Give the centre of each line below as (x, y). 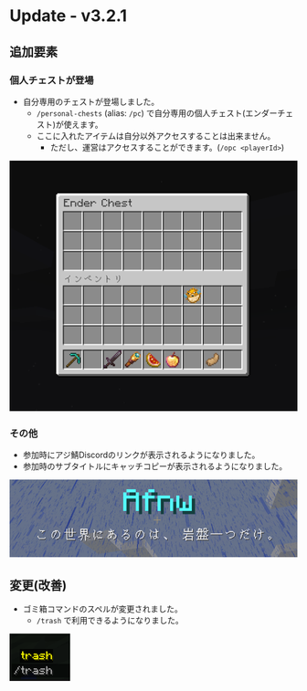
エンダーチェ (270, 113)
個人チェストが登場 (52, 80)
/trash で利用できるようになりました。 (110, 621)
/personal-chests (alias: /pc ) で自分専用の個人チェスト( (141, 113)
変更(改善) (38, 585)
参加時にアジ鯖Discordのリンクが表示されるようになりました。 (141, 455)
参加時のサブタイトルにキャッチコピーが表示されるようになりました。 (155, 466)
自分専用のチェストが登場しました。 (91, 101)
